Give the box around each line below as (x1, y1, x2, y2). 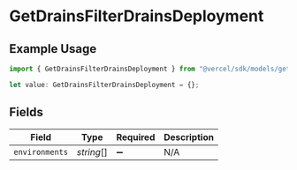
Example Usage (9, 41, 97, 56)
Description (163, 130, 215, 143)
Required (116, 130, 156, 143)
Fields (9, 105, 44, 120)
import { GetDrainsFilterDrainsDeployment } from (9, 64, 196, 73)
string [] (76, 145, 108, 158)
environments (13, 147, 69, 157)
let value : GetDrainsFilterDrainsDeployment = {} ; (9, 80, 200, 89)
